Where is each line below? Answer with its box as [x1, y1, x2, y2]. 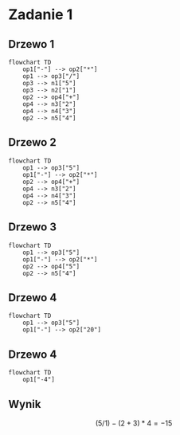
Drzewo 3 [8, 221, 57, 234]
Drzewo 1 [8, 37, 55, 51]
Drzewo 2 [8, 135, 57, 149]
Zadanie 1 [8, 6, 73, 24]
